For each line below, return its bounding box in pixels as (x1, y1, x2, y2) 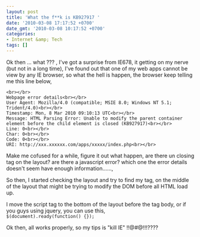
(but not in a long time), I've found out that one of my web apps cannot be (6, 65, 188, 72)
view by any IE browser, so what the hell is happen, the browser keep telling (6, 71, 193, 78)
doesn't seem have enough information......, (6, 165, 113, 172)
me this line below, (6, 77, 52, 84)
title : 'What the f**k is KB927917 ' (6, 14, 100, 20)
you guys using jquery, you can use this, (6, 207, 106, 214)
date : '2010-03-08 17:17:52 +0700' (6, 20, 95, 26)
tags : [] (6, 42, 28, 48)
